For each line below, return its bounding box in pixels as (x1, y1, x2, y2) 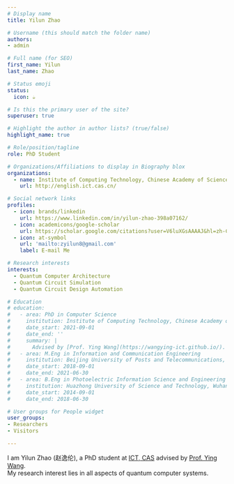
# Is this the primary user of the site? (7, 106, 130, 113)
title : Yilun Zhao (7, 17, 61, 24)
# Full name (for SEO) (7, 55, 73, 62)
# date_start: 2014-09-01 (7, 388, 95, 396)
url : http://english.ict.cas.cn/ (19, 183, 117, 190)
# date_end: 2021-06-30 (7, 370, 89, 377)
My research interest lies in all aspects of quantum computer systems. (7, 469, 209, 477)
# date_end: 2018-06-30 (7, 395, 89, 402)
